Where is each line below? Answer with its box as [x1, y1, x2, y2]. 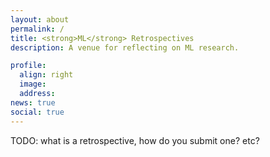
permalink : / [10, 24, 65, 34]
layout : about [10, 14, 70, 25]
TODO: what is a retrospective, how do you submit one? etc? [10, 134, 260, 146]
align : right [19, 70, 74, 80]
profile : [10, 61, 47, 71]
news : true [10, 97, 56, 108]
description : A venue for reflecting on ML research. [10, 42, 240, 53]
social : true [10, 107, 65, 117]
